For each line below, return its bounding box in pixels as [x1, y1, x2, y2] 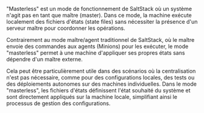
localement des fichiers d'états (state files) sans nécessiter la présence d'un [6, 18, 198, 25]
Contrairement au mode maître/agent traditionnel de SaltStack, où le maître [6, 36, 195, 43]
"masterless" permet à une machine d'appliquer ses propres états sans [6, 49, 185, 56]
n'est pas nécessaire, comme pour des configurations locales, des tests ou [6, 74, 195, 81]
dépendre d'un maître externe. [6, 56, 83, 63]
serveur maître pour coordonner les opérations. [6, 24, 125, 32]
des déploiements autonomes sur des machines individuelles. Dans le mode [6, 80, 197, 87]
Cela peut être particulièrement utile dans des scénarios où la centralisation [6, 67, 196, 75]
